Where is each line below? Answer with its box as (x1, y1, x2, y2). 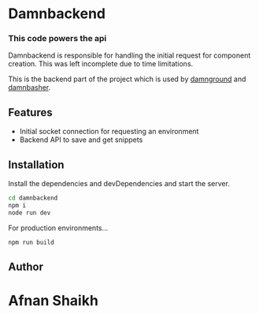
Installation (8, 158, 65, 171)
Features (8, 106, 53, 119)
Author (8, 260, 43, 273)
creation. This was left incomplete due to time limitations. (8, 59, 194, 69)
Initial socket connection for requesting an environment (19, 127, 199, 136)
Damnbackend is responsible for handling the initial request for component (8, 50, 251, 60)
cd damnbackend (8, 194, 58, 202)
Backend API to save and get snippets (19, 135, 143, 144)
